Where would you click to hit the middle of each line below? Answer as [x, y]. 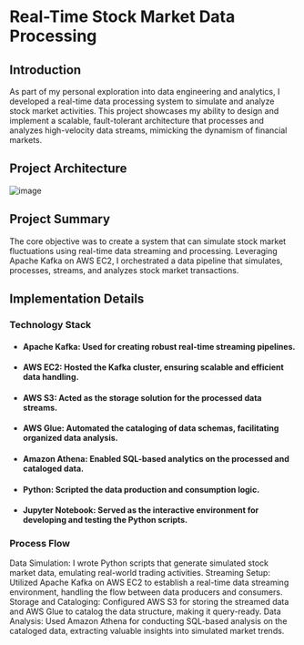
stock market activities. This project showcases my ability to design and [144, 111]
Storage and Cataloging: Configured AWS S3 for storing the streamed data [149, 602]
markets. [26, 140]
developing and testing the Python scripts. [105, 520]
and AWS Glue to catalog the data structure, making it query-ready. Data [146, 611]
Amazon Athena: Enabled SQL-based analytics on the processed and [156, 458]
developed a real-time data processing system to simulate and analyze [142, 101]
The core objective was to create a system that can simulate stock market [148, 241]
